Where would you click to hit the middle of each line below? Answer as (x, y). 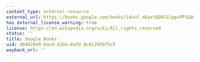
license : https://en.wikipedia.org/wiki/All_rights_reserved (84, 28)
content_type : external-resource (48, 12)
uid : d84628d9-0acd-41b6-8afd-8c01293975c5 (61, 45)
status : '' (20, 34)
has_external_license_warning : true (51, 22)
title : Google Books (32, 39)
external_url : (24, 17)
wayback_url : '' (26, 50)
